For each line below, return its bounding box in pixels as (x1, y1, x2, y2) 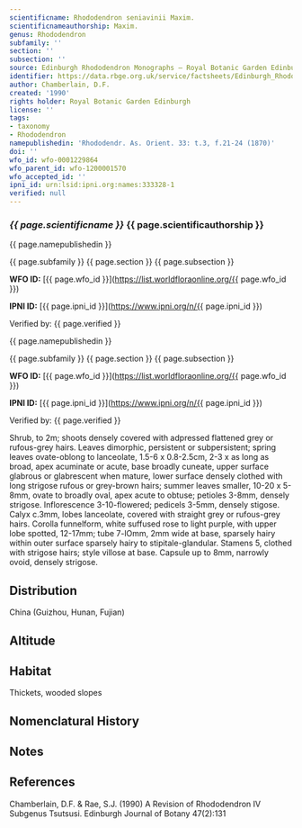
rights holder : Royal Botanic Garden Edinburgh (9, 96, 191, 106)
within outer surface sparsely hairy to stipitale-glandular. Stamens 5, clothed (9, 537, 292, 549)
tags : (9, 113, 30, 122)
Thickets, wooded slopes (9, 688, 102, 698)
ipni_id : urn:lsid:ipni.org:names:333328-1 (9, 181, 175, 190)
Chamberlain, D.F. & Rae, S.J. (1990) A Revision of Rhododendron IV (9, 798, 262, 809)
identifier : (9, 72, 54, 81)
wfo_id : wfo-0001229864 (9, 155, 99, 165)
